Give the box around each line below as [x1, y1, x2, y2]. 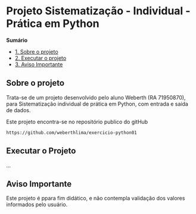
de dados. [6, 106, 31, 114]
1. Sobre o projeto [14, 48, 58, 55]
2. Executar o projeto [14, 54, 67, 61]
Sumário [6, 36, 28, 44]
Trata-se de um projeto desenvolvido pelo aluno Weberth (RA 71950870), [6, 94, 186, 101]
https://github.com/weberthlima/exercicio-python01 [6, 129, 137, 135]
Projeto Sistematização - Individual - [6, 4, 191, 18]
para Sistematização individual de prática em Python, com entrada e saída [6, 100, 189, 107]
